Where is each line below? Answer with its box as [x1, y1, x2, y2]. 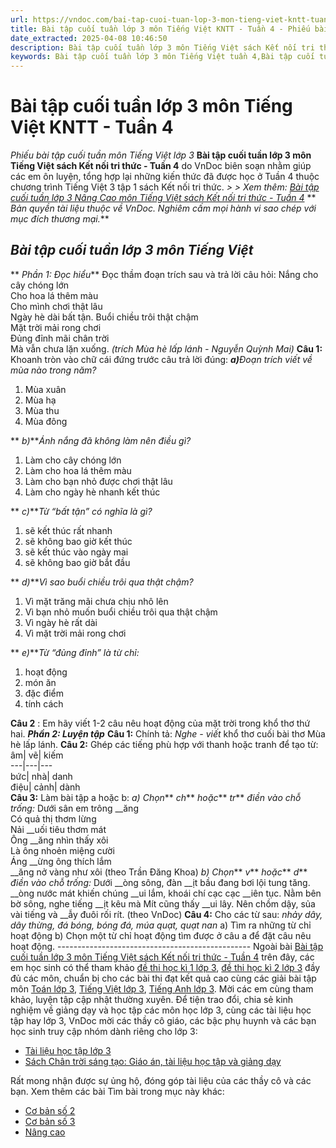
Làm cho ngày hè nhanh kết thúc [24, 486, 161, 498]
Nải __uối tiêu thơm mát [10, 823, 107, 835]
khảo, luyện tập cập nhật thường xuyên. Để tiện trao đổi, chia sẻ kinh [10, 993, 294, 1005]
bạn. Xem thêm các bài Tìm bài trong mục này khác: [10, 1085, 225, 1097]
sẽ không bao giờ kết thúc [24, 535, 133, 547]
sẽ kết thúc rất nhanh [24, 524, 113, 536]
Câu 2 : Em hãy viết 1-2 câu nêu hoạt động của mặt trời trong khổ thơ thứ [10, 717, 311, 729]
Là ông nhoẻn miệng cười [10, 844, 115, 856]
